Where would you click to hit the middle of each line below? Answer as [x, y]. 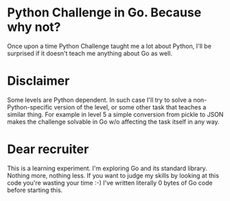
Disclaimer [38, 81]
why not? [34, 27]
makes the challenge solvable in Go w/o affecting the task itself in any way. [113, 122]
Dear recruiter [48, 149]
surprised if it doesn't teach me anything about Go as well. [90, 53]
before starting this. [35, 190]
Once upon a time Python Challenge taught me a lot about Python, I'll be [109, 46]
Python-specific [30, 107]
